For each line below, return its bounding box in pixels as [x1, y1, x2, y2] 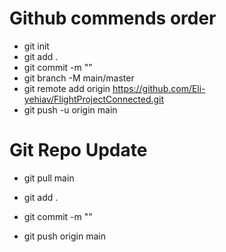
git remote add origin [23, 82, 111, 94]
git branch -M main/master [23, 72, 135, 84]
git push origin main [23, 230, 106, 242]
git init [23, 40, 50, 52]
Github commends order [9, 7, 217, 30]
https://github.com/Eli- [112, 82, 206, 94]
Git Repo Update [9, 139, 148, 162]
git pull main [23, 172, 75, 184]
